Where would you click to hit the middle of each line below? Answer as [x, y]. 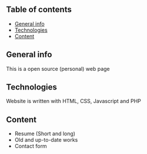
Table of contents [39, 10]
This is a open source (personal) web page [58, 69]
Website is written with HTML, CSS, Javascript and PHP [73, 101]
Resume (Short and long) [45, 134]
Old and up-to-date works [46, 140]
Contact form [31, 146]
